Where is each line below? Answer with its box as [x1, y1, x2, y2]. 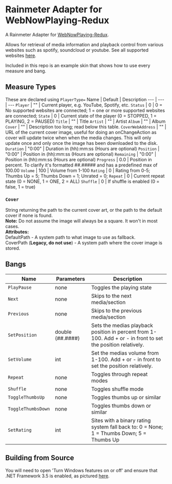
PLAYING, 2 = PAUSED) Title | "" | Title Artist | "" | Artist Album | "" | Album [5, 118, 166, 124]
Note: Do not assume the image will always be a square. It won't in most [5, 218, 158, 224]
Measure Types [5, 83, 56, 91]
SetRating [8, 427, 32, 433]
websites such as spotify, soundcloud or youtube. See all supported [5, 47, 149, 53]
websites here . [5, 52, 37, 59]
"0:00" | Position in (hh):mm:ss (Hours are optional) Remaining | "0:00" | [5, 151, 157, 157]
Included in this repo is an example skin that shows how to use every [5, 62, 150, 68]
